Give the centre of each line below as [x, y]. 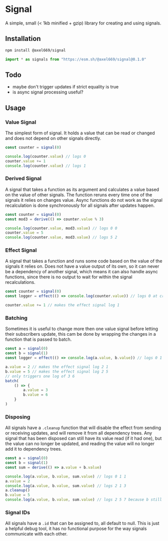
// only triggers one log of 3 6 [40, 376]
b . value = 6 [36, 395]
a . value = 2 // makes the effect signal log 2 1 [57, 367]
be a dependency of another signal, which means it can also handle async [82, 272]
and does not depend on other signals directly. [53, 138]
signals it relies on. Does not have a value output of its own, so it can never [82, 266]
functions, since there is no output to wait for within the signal [69, 277]
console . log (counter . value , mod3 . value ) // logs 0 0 [61, 228]
